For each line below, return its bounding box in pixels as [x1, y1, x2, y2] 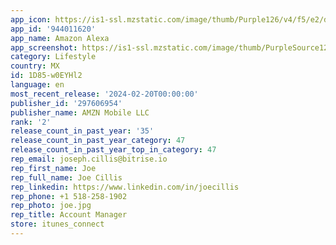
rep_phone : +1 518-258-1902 [10, 191, 128, 201]
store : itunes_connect [10, 219, 105, 230]
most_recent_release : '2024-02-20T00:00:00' [10, 89, 199, 99]
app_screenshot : [10, 42, 78, 53]
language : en [10, 80, 65, 90]
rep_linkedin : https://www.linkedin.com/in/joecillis [10, 182, 240, 192]
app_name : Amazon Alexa [10, 33, 110, 43]
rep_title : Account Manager [10, 210, 128, 220]
